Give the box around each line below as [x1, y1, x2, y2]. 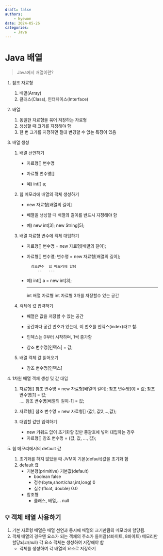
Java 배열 [5, 52, 43, 63]
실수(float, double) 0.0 [33, 485, 78, 491]
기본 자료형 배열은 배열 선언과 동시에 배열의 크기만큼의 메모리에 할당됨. [12, 527, 146, 533]
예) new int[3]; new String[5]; [26, 222, 85, 228]
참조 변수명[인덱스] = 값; [26, 344, 73, 350]
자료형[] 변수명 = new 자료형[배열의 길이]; [26, 243, 106, 249]
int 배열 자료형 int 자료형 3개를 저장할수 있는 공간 [26, 292, 119, 298]
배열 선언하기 [19, 150, 45, 156]
